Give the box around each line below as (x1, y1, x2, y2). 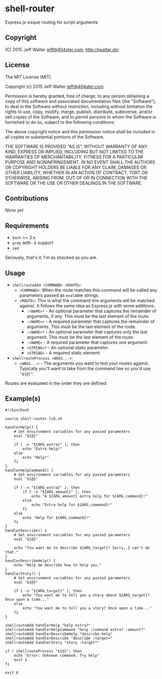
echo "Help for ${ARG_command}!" (23, 515, 91, 520)
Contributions (5, 194, 48, 202)
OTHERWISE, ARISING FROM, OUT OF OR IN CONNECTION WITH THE (5, 175, 148, 181)
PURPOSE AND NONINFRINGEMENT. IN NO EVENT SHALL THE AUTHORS (5, 159, 156, 165)
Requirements (5, 221, 49, 230)
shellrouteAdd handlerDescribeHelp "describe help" (5, 631, 113, 636)
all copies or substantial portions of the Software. (5, 134, 104, 140)
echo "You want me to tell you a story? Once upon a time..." (23, 606, 152, 611)
